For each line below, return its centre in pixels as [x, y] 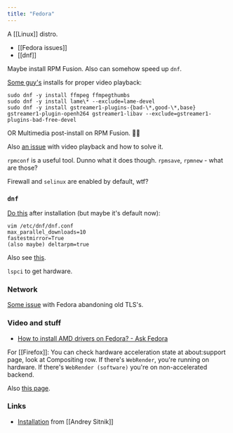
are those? [22, 168]
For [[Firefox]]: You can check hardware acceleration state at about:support [116, 352]
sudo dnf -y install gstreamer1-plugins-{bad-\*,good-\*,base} [102, 107]
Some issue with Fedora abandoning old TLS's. [75, 305]
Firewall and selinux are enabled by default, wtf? [78, 181]
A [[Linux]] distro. [33, 34]
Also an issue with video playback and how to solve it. [85, 146]
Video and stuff [34, 323]
